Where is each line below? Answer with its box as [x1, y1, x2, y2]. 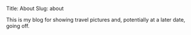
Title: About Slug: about [6, 5, 64, 12]
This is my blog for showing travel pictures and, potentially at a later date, [6, 16, 186, 23]
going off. [6, 23, 30, 29]
